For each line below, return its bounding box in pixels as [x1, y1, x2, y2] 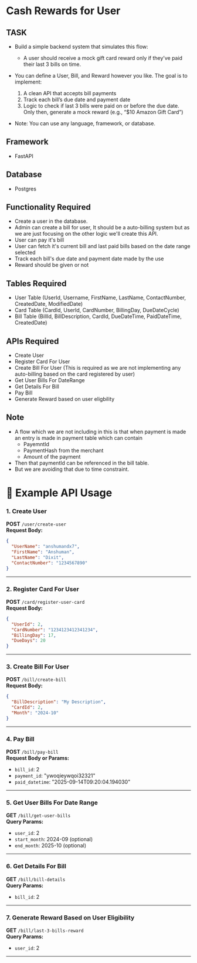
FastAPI [14, 152, 33, 159]
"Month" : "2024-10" [11, 710, 59, 716]
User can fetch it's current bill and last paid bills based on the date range [14, 243, 191, 250]
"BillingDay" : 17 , [11, 632, 57, 638]
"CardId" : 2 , [11, 704, 43, 711]
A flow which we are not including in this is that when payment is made [14, 428, 186, 435]
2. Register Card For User [6, 585, 79, 593]
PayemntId [23, 440, 50, 447]
